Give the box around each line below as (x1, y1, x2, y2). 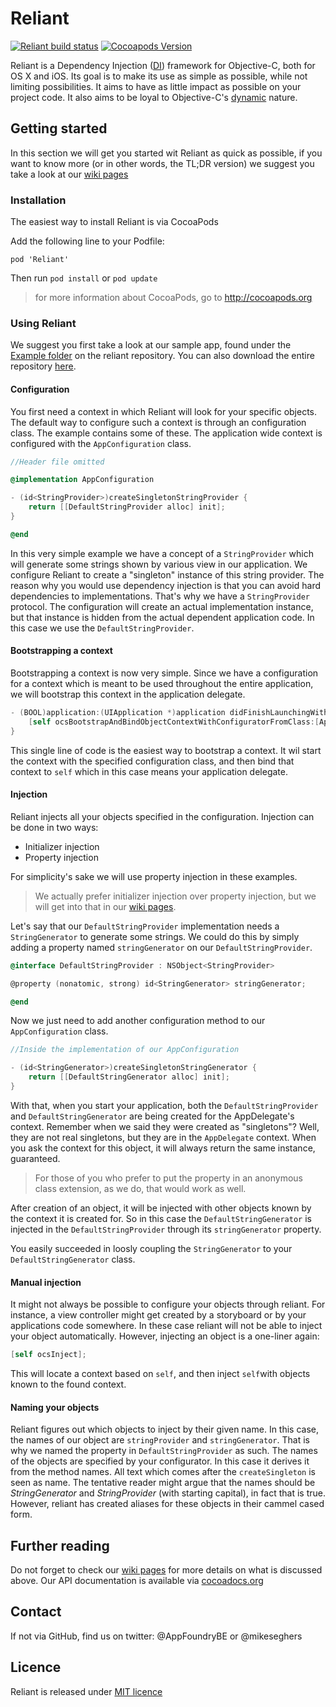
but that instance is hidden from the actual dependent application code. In (10, 611, 315, 623)
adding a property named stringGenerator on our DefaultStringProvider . (10, 941, 313, 953)
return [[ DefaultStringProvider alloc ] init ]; (28, 502, 226, 512)
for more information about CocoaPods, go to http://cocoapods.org (34, 292, 313, 304)
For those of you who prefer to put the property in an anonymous (34, 1172, 303, 1184)
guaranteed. (10, 1152, 61, 1164)
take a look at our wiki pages (10, 168, 129, 180)
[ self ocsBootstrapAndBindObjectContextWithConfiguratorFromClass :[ (28, 717, 320, 727)
